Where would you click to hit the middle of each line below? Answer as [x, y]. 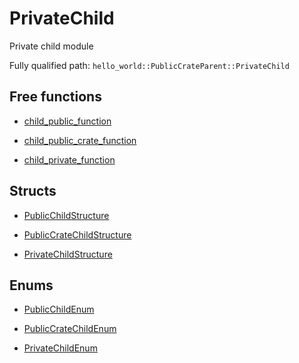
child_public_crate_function [80, 140]
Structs [33, 191]
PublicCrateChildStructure [77, 234]
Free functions [55, 97]
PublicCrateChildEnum [70, 329]
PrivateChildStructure [68, 254]
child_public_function [67, 121]
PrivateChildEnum [60, 348]
